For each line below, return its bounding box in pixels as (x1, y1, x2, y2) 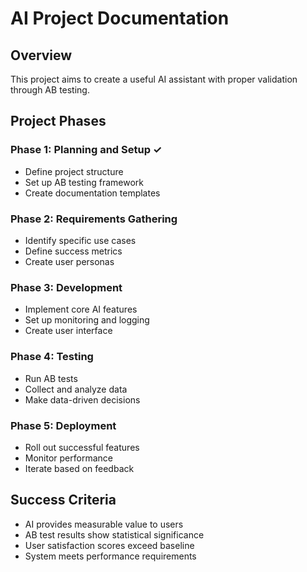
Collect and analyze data (24, 383, 128, 395)
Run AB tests (24, 372, 78, 384)
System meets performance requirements (24, 550, 197, 562)
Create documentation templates (24, 187, 161, 199)
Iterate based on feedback (24, 462, 135, 474)
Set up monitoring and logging (24, 314, 150, 326)
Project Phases (10, 113, 107, 130)
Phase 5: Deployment (10, 418, 117, 432)
